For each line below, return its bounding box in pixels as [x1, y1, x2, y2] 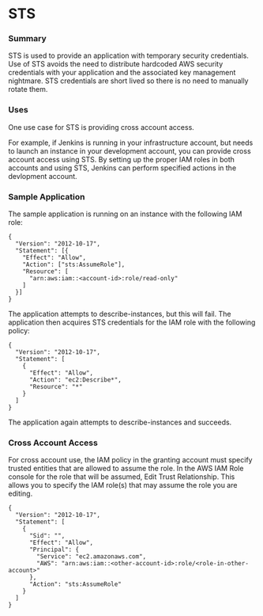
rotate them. [8, 85, 48, 94]
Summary [8, 33, 47, 44]
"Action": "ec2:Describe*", [28, 376, 122, 384]
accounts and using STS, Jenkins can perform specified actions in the [8, 163, 237, 173]
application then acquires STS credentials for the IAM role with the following [8, 318, 256, 327]
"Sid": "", [28, 532, 66, 540]
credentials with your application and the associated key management [8, 68, 236, 78]
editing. [8, 489, 33, 499]
